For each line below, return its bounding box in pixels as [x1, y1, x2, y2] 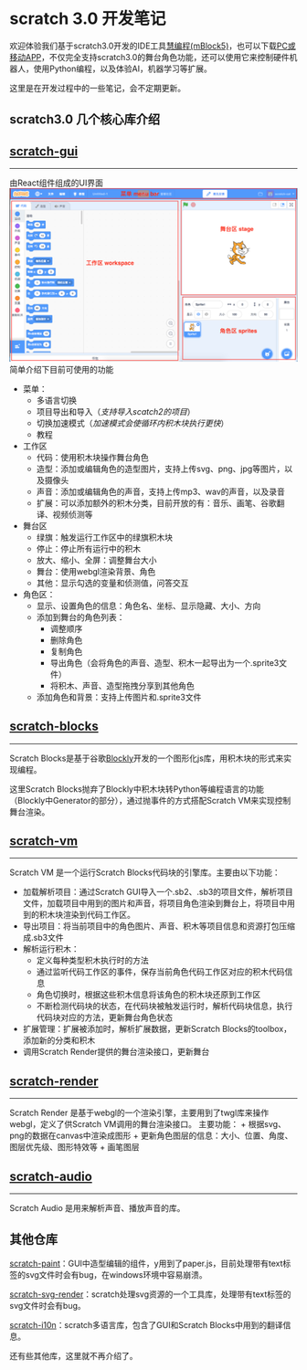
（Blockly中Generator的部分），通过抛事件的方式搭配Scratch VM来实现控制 [9, 795, 291, 806]
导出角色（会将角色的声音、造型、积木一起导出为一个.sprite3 [49, 657, 280, 668]
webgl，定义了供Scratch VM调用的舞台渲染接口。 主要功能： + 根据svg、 [9, 1119, 286, 1130]
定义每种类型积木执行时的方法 [36, 955, 149, 966]
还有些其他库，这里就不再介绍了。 [9, 1350, 138, 1361]
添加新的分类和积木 [22, 1035, 96, 1046]
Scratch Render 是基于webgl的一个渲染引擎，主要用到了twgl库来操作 [9, 1107, 270, 1119]
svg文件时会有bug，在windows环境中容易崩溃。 [25, 1269, 207, 1280]
